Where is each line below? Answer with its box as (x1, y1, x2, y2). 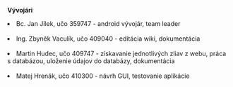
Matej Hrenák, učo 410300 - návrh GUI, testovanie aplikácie (16, 72, 190, 80)
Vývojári (7, 6, 33, 14)
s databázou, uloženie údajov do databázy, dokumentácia (7, 57, 175, 65)
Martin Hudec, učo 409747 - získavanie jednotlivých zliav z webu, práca (16, 49, 227, 58)
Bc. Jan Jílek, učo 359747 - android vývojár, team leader (16, 20, 181, 27)
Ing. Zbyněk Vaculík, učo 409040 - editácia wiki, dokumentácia (16, 34, 201, 43)
